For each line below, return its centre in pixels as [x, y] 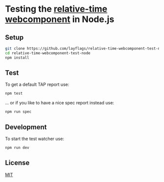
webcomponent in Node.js [60, 19]
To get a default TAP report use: [37, 84]
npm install [17, 58]
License [17, 163]
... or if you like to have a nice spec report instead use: [60, 103]
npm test [14, 94]
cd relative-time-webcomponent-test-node [48, 53]
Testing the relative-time [56, 9]
